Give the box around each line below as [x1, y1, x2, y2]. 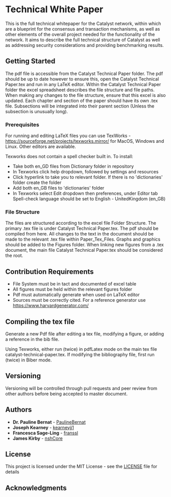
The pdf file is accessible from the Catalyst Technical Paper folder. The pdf [5, 70, 163, 76]
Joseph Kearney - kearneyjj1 [12, 424, 74, 430]
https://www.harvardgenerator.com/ [12, 302, 89, 309]
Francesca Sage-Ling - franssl [12, 430, 78, 436]
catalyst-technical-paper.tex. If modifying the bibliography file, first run [5, 351, 155, 357]
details [5, 469, 19, 475]
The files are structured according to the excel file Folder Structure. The [5, 220, 157, 226]
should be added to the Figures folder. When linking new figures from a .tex [5, 242, 164, 248]
